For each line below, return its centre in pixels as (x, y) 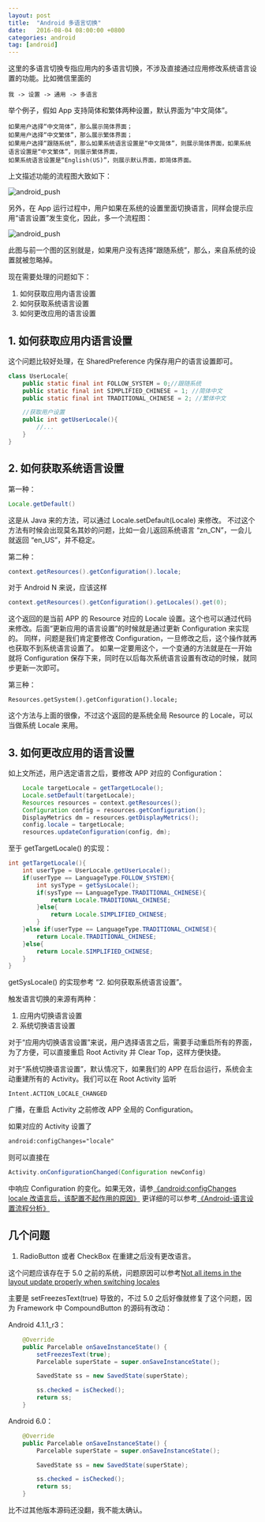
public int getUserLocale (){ (70, 420)
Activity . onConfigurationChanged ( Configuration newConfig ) (107, 1173)
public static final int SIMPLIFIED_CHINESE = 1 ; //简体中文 (123, 391)
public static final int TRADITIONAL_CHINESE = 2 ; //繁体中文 (124, 398)
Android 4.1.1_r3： (37, 1324)
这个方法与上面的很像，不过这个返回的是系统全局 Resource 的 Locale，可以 (131, 715)
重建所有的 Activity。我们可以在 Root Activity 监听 (96, 1079)
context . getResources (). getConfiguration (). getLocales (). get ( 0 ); (118, 603)
